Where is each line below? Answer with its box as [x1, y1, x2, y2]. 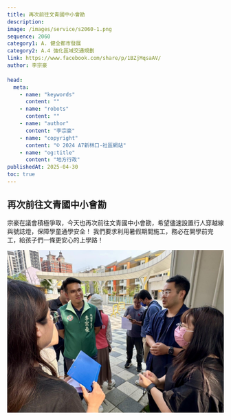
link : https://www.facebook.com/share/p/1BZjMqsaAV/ [7, 55, 162, 62]
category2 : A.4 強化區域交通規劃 [7, 48, 95, 54]
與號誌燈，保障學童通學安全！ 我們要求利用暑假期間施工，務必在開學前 [7, 227, 208, 235]
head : [7, 76, 23, 83]
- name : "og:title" [19, 149, 76, 156]
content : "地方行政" [25, 156, 80, 163]
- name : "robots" [19, 105, 69, 113]
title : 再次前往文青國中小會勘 [7, 11, 85, 18]
